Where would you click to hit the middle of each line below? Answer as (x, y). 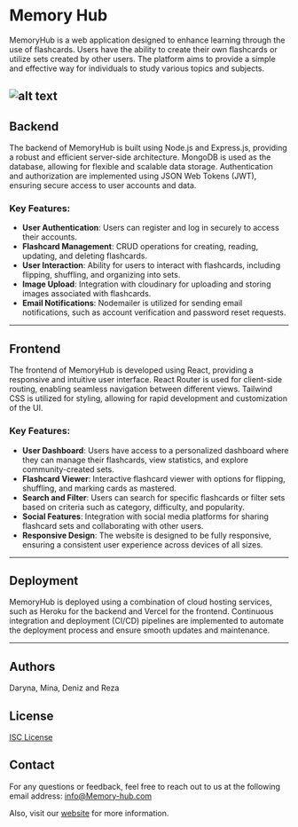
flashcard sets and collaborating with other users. (113, 525)
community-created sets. (68, 469)
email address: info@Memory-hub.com (81, 796)
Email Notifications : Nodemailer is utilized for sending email (132, 303)
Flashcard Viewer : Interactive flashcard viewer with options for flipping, (153, 478)
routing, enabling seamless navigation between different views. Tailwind (141, 389)
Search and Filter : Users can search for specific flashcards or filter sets (153, 497)
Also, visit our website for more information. (89, 813)
